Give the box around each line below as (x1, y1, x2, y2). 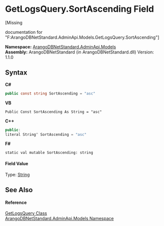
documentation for (5, 29, 43, 35)
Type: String (5, 172, 30, 177)
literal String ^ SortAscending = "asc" (5, 132, 87, 137)
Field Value (5, 160, 28, 166)
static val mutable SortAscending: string (5, 151, 93, 155)
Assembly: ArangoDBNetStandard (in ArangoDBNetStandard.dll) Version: (5, 49, 154, 55)
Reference (5, 200, 27, 205)
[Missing (5, 20, 23, 25)
